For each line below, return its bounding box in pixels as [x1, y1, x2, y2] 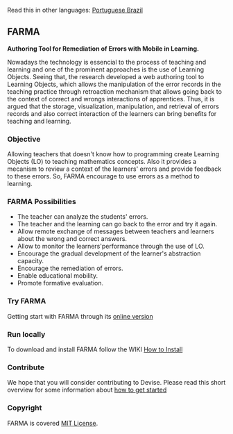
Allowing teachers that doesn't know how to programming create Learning [7, 150, 220, 158]
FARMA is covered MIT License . [7, 419, 98, 427]
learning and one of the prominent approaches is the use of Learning [7, 65, 205, 74]
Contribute [7, 362, 45, 372]
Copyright [7, 403, 42, 412]
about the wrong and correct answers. [17, 235, 127, 243]
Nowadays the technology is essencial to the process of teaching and [7, 58, 207, 66]
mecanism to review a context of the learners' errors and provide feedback [7, 165, 222, 173]
